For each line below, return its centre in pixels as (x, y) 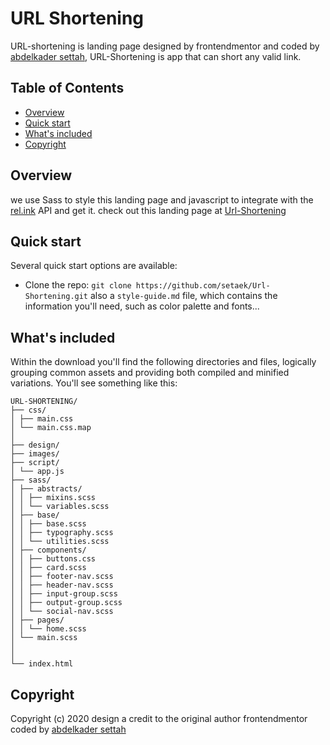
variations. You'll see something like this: (94, 383)
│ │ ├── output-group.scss (66, 603)
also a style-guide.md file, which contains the (183, 296)
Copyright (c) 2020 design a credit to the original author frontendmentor (159, 718)
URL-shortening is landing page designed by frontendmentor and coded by (165, 46)
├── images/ (35, 454)
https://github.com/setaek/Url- (203, 286)
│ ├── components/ (48, 550)
